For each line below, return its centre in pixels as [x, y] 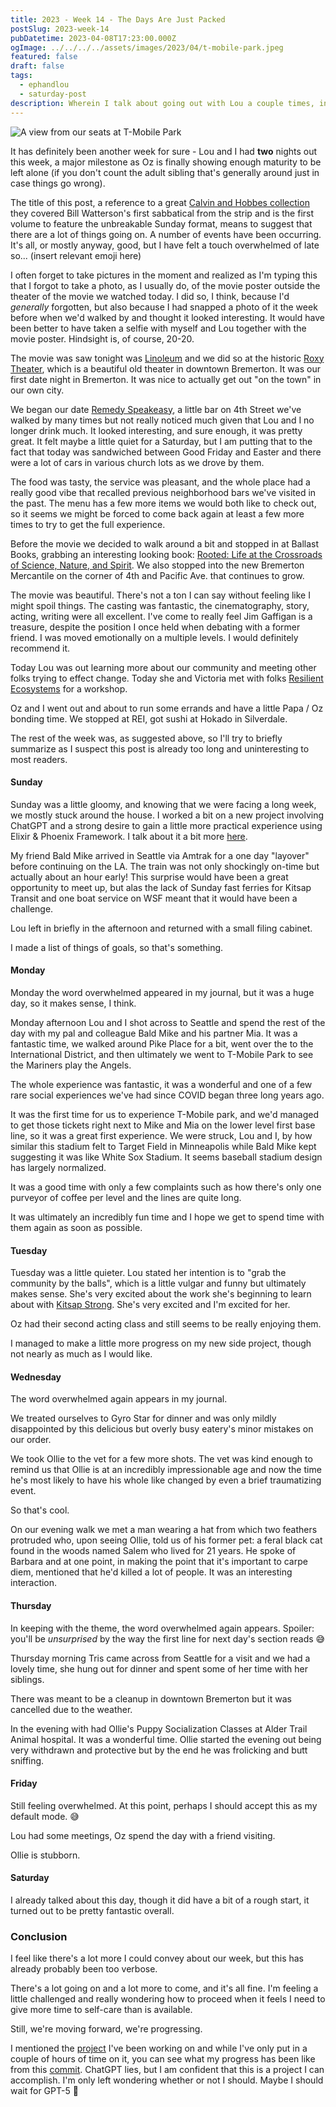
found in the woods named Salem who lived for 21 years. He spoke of [153, 1551]
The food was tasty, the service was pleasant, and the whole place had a [160, 482]
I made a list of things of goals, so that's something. [117, 947]
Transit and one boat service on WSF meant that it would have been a [154, 898]
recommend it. [40, 648]
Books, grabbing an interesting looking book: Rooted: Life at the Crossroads [166, 554]
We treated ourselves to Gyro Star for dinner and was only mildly [143, 1418]
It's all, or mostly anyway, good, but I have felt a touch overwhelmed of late [165, 245]
